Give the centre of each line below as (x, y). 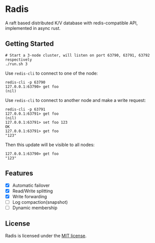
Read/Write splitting (33, 191)
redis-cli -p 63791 (25, 109)
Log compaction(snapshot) (40, 202)
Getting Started (30, 44)
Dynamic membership (35, 208)
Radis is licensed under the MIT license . (46, 236)
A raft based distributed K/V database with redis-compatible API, (72, 23)
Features (19, 173)
